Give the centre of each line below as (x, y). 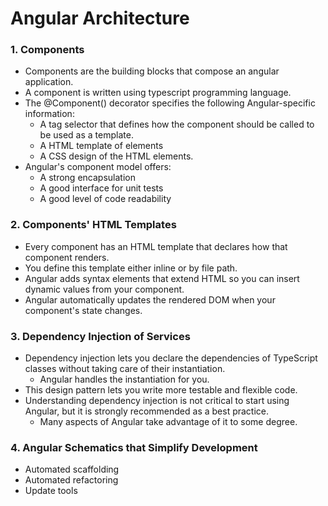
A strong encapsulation (87, 178)
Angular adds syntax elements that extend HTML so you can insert (162, 278)
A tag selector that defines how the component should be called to (177, 124)
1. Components (47, 50)
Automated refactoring (71, 480)
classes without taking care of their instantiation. (125, 369)
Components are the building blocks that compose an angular (152, 71)
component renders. (67, 257)
